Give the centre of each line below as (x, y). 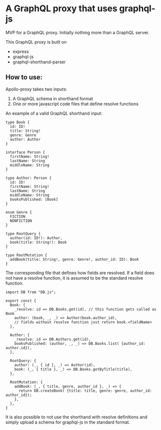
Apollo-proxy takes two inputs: (36, 89)
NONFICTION (21, 221)
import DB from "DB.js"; (31, 292)
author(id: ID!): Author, (36, 238)
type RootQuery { (23, 234)
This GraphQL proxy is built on (36, 42)
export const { (21, 301)
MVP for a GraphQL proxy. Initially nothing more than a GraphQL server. (78, 32)
